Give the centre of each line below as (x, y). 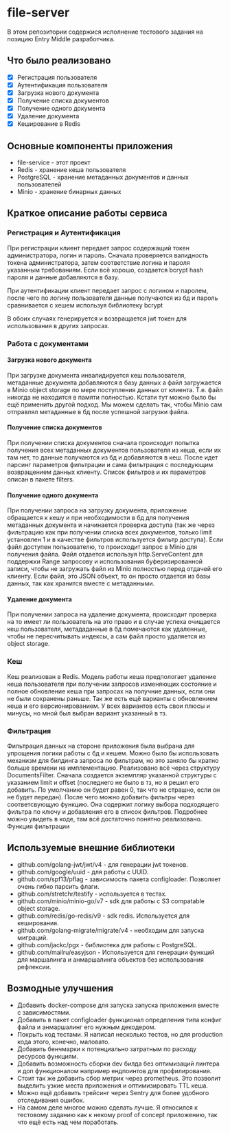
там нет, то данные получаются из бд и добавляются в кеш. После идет (113, 457)
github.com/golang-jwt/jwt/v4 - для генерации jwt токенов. (103, 864)
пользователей (39, 184)
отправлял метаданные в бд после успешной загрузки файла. (98, 411)
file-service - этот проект (54, 162)
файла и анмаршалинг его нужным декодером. (87, 1027)
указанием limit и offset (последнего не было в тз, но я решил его (103, 783)
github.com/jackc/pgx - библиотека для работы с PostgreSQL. (107, 945)
